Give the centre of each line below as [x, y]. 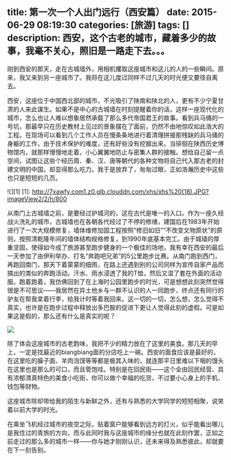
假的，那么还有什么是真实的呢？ [70, 316]
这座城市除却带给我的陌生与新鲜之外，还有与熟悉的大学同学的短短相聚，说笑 [115, 401]
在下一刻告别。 [28, 450]
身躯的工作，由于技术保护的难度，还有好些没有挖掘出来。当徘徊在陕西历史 [112, 143]
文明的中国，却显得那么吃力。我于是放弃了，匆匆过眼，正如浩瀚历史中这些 [118, 169]
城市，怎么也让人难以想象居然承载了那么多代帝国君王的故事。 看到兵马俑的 [112, 117]
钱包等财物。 [25, 386]
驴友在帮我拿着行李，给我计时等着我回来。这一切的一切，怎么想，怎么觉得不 [115, 299]
